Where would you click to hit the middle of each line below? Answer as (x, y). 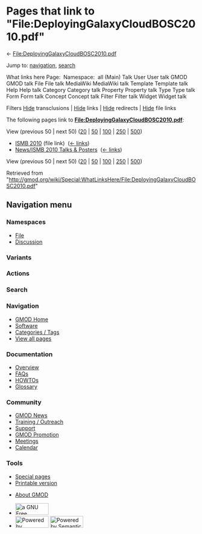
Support (25, 428)
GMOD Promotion (37, 435)
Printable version (36, 483)
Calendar (26, 448)
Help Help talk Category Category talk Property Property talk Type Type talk (101, 90)
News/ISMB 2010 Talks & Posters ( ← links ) (68, 149)
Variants (19, 257)
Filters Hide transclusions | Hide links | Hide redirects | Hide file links (91, 108)
